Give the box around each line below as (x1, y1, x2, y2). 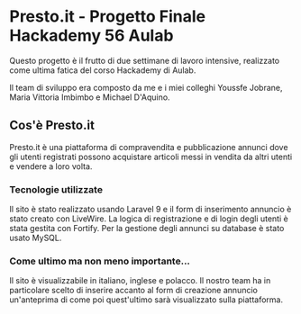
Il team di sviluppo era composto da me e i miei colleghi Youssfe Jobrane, (9, 82, 283, 93)
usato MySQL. (9, 232, 62, 244)
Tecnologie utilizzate (9, 183, 104, 195)
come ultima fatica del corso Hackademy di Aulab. (9, 65, 196, 76)
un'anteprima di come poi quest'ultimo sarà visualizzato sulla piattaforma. (9, 294, 284, 305)
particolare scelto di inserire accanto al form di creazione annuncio (9, 285, 259, 296)
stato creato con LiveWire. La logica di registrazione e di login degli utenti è (9, 213, 288, 224)
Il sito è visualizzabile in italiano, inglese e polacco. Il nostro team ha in (9, 275, 271, 286)
